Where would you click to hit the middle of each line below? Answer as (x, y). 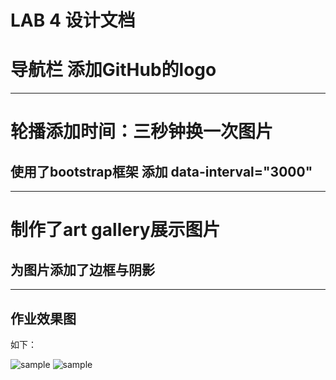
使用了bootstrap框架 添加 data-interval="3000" (161, 171)
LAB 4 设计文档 (73, 20)
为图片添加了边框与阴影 (82, 269)
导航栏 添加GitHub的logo (113, 70)
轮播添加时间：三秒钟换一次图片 (142, 132)
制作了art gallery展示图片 (115, 230)
